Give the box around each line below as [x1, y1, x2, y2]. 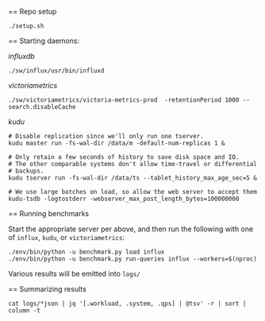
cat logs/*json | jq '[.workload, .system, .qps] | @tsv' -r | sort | [8, 300, 247, 307]
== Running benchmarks [8, 209, 90, 218]
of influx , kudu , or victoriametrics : [8, 233, 125, 242]
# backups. [8, 167, 44, 175]
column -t [8, 307, 41, 315]
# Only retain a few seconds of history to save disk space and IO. [8, 153, 240, 161]
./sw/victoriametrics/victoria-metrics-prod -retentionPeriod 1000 [8, 96, 240, 104]
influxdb [8, 52, 36, 60]
